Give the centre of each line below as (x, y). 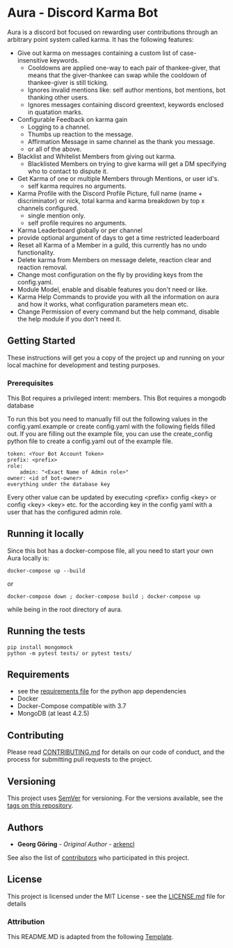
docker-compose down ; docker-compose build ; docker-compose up (104, 596)
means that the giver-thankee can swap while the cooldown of (117, 75)
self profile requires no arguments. (77, 223)
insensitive (33, 60)
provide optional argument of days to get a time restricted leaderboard (118, 237)
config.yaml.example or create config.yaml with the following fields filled (111, 426)
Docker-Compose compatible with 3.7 (72, 706)
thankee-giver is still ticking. (68, 82)
